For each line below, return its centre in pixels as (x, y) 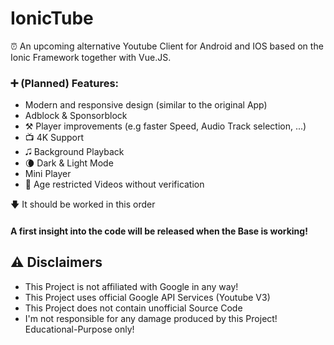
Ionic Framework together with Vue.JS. (91, 57)
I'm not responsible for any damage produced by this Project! (151, 318)
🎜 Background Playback (74, 152)
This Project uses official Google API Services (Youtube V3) (147, 297)
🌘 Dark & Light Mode (69, 163)
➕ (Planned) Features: (65, 83)
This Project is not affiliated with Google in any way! (131, 286)
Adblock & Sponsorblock (76, 116)
